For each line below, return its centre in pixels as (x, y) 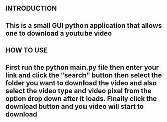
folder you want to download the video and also (81, 83)
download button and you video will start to (75, 107)
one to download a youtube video (59, 33)
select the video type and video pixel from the (78, 91)
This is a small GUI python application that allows (84, 25)
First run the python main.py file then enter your (82, 67)
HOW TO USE (26, 50)
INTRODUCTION (31, 8)
